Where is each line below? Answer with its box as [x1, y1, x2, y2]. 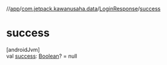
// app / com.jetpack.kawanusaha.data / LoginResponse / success [6, 5, 161, 12]
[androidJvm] [6, 46, 41, 53]
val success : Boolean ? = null [6, 52, 77, 60]
